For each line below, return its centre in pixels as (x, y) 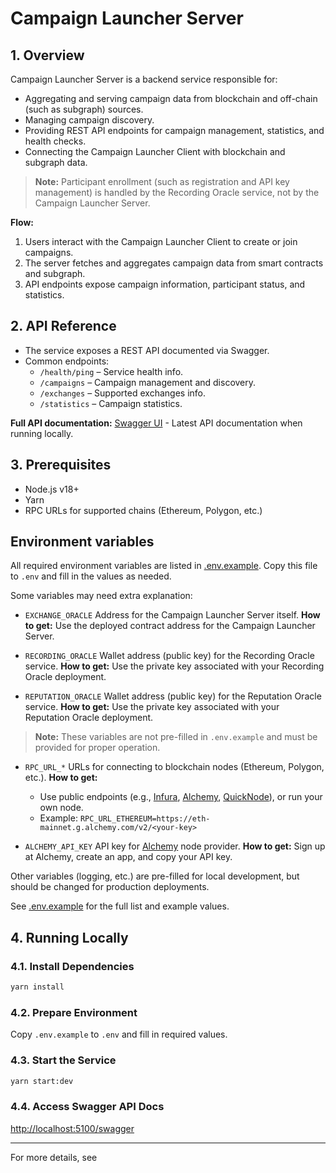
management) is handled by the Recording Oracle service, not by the (177, 192)
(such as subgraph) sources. (84, 109)
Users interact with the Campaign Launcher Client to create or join (161, 241)
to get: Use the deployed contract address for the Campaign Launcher (170, 626)
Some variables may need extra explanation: (101, 596)
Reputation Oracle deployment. (89, 718)
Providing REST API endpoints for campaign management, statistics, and (174, 130)
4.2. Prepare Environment (74, 1012)
